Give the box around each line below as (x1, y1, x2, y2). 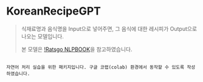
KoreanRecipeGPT (6, 4, 101, 18)
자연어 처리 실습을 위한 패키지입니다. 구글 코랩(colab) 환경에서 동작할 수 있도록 (6, 64, 184, 70)
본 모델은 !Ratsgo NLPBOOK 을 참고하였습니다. (21, 46, 132, 53)
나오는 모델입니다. (21, 32, 64, 40)
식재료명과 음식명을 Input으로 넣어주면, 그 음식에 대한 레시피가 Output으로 (21, 25, 198, 32)
